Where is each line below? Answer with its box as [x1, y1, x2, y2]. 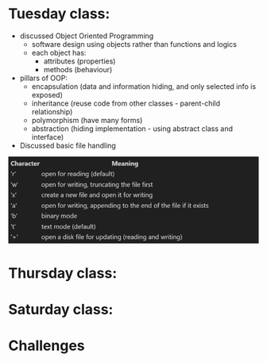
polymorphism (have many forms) [31, 115, 143, 125]
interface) [31, 132, 64, 141]
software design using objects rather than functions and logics [31, 39, 237, 48]
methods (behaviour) [43, 64, 113, 74]
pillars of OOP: [19, 73, 68, 83]
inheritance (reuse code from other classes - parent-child [31, 98, 221, 108]
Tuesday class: [8, 5, 110, 23]
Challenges [8, 337, 85, 354]
